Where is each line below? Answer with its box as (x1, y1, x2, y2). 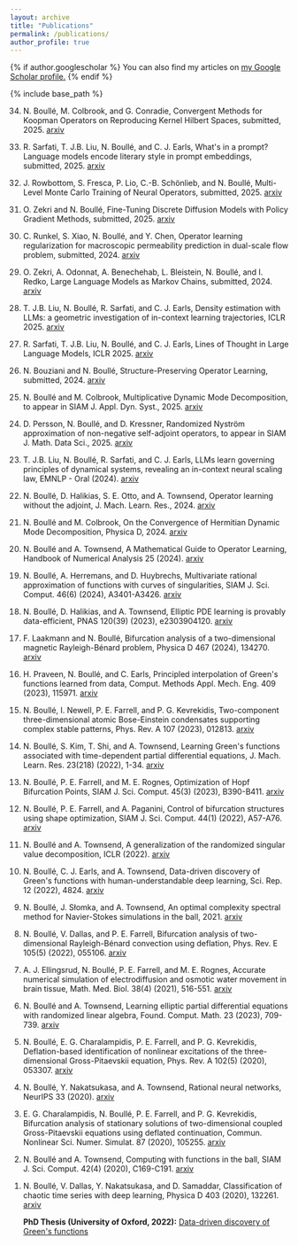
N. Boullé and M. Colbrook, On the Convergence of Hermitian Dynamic (22, 517, 280, 528)
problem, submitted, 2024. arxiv (22, 250, 141, 261)
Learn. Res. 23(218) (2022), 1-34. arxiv (22, 759, 164, 771)
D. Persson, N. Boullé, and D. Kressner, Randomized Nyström (22, 418, 246, 430)
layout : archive (10, 12, 70, 22)
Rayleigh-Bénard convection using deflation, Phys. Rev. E (69, 938, 278, 949)
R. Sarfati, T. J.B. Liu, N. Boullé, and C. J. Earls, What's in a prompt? (22, 142, 269, 152)
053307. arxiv (22, 1065, 73, 1076)
